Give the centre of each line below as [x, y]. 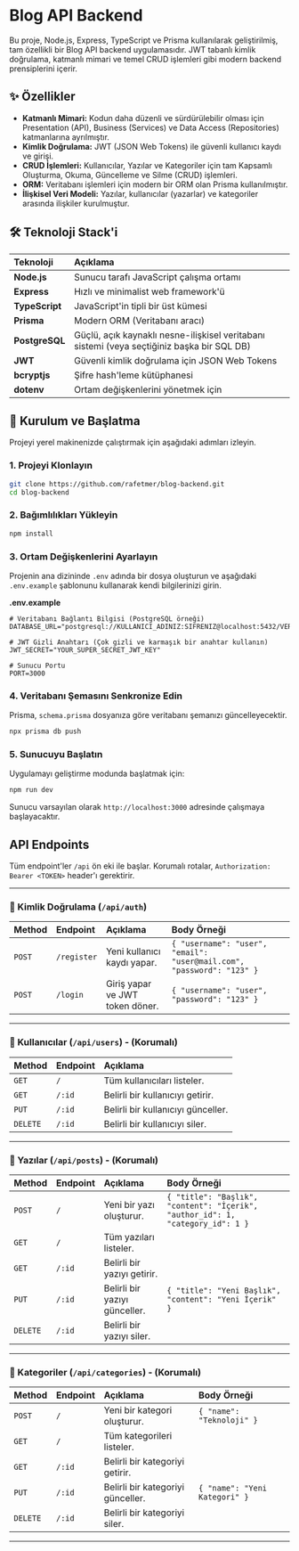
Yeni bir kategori [138, 1410]
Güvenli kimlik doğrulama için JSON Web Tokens [176, 360]
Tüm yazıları [129, 1237]
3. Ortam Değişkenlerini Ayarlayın [84, 556]
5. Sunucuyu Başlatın [56, 754]
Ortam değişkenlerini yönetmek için [148, 389]
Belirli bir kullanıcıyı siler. [155, 1123]
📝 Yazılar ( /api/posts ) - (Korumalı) [84, 1160]
